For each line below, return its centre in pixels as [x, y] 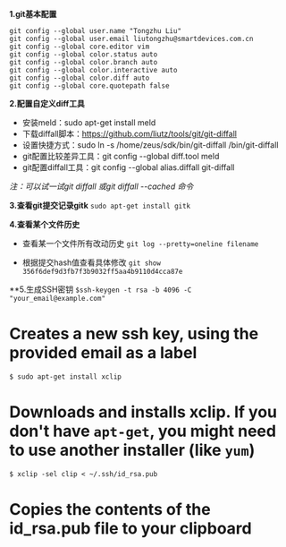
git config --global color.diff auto [80, 78]
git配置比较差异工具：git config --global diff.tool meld [121, 156]
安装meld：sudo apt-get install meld [89, 123]
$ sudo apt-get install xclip [66, 376]
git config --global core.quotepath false [89, 86]
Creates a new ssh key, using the [134, 334]
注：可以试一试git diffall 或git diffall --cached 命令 [101, 186]
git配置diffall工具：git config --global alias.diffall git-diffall [128, 167]
